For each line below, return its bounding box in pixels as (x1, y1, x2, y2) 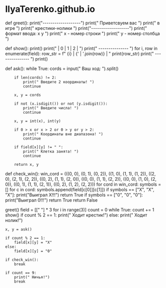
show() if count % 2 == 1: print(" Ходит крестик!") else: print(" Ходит (5, 212, 148, 218)
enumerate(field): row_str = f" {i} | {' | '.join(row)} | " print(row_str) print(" (5, 51, 154, 57)
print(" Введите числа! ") (23, 105, 79, 110)
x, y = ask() (5, 227, 32, 232)
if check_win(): (5, 257, 39, 262)
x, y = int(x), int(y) (14, 118, 61, 124)
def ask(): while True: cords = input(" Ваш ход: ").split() (5, 66, 119, 72)
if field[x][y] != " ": (14, 144, 64, 149)
